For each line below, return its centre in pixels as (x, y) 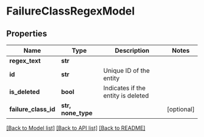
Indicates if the (124, 88)
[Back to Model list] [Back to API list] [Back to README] (76, 128)
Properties (27, 34)
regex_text (25, 61)
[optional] (181, 109)
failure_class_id (32, 109)
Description (132, 51)
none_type (77, 113)
